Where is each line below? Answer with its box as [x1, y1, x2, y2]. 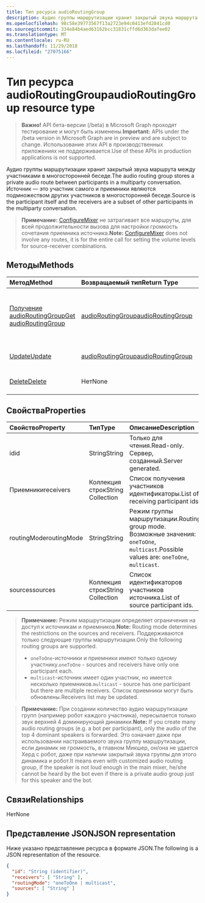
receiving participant [129, 497, 189, 506]
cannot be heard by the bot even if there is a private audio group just [21, 770, 194, 778]
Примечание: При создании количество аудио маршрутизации [21, 705, 188, 712]
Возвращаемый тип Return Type [81, 278, 179, 287]
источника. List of [129, 593, 180, 602]
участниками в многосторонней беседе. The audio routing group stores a [6, 172, 195, 179]
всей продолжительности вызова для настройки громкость [21, 222, 178, 230]
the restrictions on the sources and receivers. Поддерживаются [21, 630, 184, 637]
